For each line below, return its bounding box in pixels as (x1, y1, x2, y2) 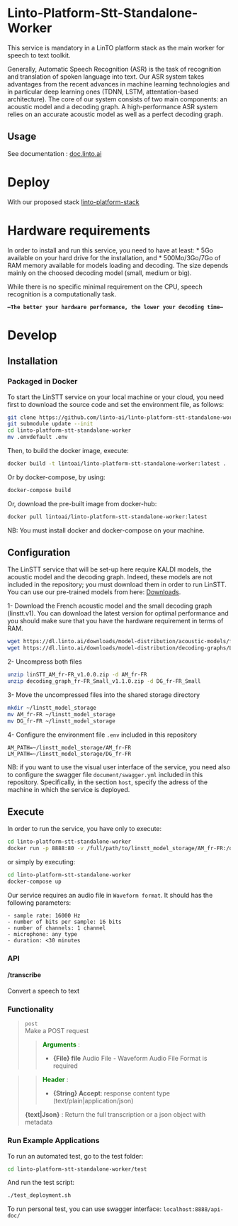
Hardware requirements (7, 222, 151, 238)
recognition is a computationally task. (7, 289, 117, 299)
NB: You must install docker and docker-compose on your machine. (7, 526, 205, 535)
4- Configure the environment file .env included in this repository (7, 730, 197, 739)
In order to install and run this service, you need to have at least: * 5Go (7, 246, 214, 255)
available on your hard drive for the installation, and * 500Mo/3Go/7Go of (7, 253, 221, 262)
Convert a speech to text (7, 987, 80, 995)
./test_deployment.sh (7, 1192, 72, 1199)
